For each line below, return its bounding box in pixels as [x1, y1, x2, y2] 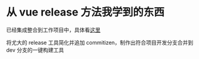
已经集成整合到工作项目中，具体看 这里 [6, 26, 100, 33]
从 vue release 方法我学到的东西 [6, 5, 165, 19]
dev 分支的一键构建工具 [6, 46, 65, 54]
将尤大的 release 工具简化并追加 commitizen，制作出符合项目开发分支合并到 [6, 39, 194, 46]
